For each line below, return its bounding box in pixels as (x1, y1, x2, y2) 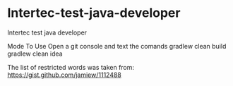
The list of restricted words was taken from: (7, 63, 135, 71)
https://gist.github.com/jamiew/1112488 (7, 70, 122, 79)
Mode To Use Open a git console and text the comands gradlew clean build (7, 42, 227, 50)
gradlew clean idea (7, 49, 63, 58)
